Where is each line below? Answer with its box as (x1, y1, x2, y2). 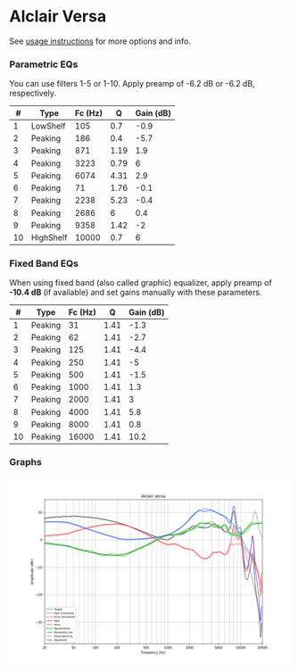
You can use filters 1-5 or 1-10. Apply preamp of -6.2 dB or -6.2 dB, (9, 79, 256, 89)
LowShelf (30, 120, 66, 131)
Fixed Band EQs (9, 257, 79, 270)
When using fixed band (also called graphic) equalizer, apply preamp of (9, 278, 272, 288)
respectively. (9, 87, 56, 99)
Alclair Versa (9, 6, 107, 27)
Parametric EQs (9, 58, 79, 71)
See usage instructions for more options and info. (9, 36, 192, 46)
